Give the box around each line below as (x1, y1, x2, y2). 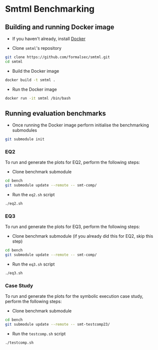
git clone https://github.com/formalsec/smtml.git (5, 55, 110, 60)
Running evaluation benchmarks (5, 109, 106, 118)
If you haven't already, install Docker (12, 36, 86, 41)
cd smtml (5, 59, 23, 64)
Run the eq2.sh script (12, 192, 55, 198)
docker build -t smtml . (5, 77, 56, 82)
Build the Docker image (12, 68, 59, 74)
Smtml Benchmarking (5, 3, 95, 15)
